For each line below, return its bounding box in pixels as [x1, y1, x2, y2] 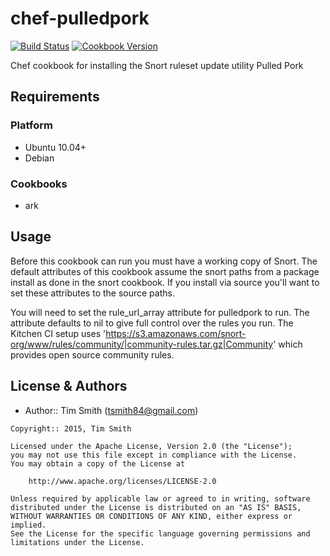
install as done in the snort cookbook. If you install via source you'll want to [10, 276, 320, 288]
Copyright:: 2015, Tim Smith [10, 423, 132, 434]
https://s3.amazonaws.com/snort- [105, 327, 247, 339]
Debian [24, 152, 55, 164]
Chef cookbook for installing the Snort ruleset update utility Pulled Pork [10, 59, 304, 71]
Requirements [10, 88, 100, 106]
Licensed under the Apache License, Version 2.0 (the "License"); [10, 441, 293, 451]
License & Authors [10, 378, 128, 395]
